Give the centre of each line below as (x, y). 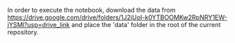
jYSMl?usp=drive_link (39, 25)
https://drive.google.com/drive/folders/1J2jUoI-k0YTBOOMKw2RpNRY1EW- (117, 17)
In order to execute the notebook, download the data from (91, 10)
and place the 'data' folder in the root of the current (146, 25)
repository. (23, 32)
